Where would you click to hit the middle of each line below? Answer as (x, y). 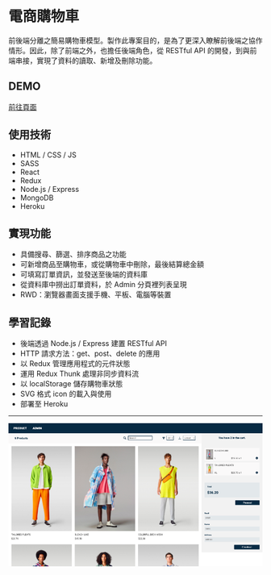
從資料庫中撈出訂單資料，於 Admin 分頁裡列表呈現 (103, 285)
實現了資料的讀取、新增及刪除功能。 (96, 60)
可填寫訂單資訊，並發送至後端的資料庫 (83, 274)
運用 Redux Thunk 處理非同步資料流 (79, 374)
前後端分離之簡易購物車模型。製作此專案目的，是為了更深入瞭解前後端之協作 (135, 40)
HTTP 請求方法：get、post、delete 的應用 (90, 354)
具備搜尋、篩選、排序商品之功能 (73, 254)
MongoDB (37, 198)
